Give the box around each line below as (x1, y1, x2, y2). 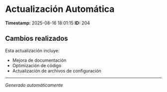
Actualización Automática (5, 3, 115, 15)
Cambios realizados (5, 34, 68, 43)
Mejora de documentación (12, 57, 67, 63)
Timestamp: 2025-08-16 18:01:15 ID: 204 (5, 20, 90, 26)
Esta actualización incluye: (5, 47, 60, 53)
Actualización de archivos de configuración (12, 68, 102, 74)
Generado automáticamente (5, 82, 63, 88)
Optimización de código (12, 62, 62, 68)
